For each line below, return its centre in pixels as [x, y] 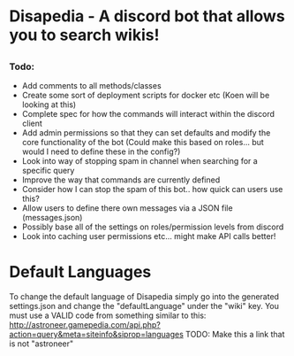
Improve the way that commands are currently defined [121, 180]
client [32, 123]
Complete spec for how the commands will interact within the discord [148, 113]
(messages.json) [52, 217]
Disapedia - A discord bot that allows [147, 16]
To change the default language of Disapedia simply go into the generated [144, 296]
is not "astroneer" [41, 344]
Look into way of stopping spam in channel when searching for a [139, 160]
